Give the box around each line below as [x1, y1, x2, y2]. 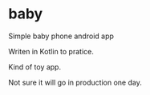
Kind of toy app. [8, 61, 62, 72]
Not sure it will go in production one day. [8, 77, 142, 87]
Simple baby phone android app [8, 31, 115, 41]
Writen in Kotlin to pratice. [8, 46, 94, 56]
